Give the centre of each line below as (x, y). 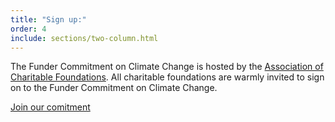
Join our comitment (50, 107)
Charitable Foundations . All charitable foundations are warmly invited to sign (167, 77)
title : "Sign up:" (48, 19)
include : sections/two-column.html (84, 38)
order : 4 (28, 29)
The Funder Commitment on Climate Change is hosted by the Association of (167, 67)
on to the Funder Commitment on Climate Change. (114, 88)
